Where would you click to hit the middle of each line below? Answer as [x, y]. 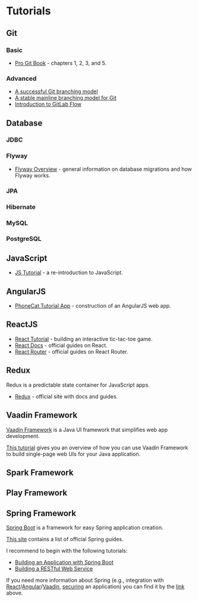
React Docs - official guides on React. [61, 345]
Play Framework [37, 493]
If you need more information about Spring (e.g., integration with [85, 580]
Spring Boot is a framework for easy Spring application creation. [85, 528]
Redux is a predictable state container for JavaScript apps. [78, 385]
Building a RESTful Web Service [54, 569]
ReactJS [22, 325]
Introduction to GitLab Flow [48, 104]
